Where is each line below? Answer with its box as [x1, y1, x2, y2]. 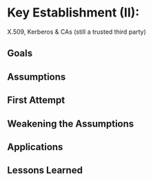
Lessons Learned [7, 164, 83, 176]
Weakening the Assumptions [7, 118, 134, 129]
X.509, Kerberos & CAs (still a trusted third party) [7, 28, 147, 36]
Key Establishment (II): [7, 5, 140, 21]
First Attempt [7, 94, 65, 106]
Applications [7, 141, 63, 153]
